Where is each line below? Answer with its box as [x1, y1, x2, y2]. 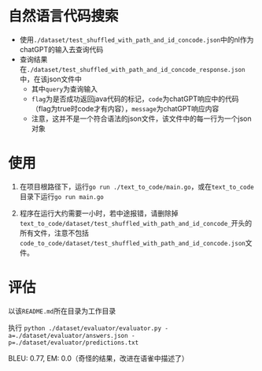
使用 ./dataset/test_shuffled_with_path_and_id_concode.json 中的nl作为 [19, 35, 254, 44]
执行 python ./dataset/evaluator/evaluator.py [8, 323, 162, 332]
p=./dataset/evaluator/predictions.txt [8, 339, 139, 347]
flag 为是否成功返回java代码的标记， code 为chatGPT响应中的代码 [31, 94, 239, 103]
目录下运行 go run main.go [19, 191, 105, 201]
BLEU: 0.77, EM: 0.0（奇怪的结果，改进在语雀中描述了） [8, 353, 189, 363]
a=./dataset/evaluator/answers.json [8, 332, 128, 339]
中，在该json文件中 [19, 74, 83, 84]
